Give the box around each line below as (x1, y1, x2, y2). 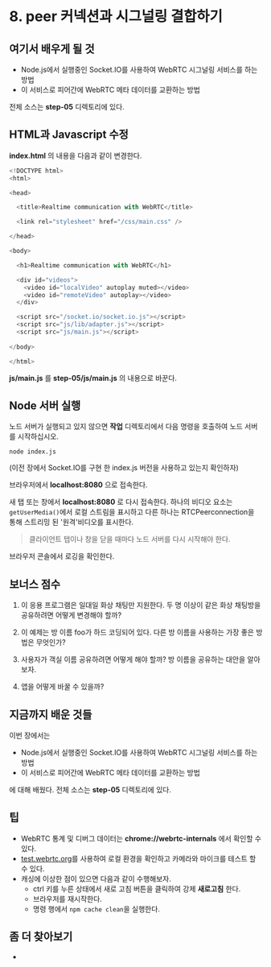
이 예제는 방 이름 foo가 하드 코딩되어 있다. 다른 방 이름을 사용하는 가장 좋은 (20, 627, 254, 637)
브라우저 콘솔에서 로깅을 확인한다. (9, 552, 115, 561)
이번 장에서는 (9, 730, 51, 740)
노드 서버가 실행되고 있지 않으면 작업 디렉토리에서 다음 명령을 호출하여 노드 (9, 422, 244, 432)
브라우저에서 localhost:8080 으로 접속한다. (9, 480, 148, 490)
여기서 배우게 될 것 (9, 42, 95, 56)
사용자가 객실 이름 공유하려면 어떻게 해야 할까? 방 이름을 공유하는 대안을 (20, 655, 246, 664)
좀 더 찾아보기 (9, 930, 73, 944)
